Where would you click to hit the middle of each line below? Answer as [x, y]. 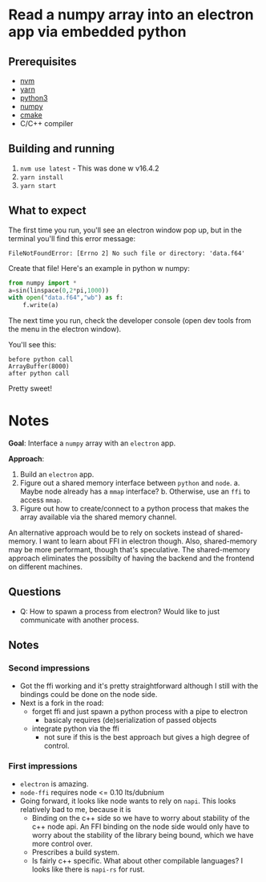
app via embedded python [97, 32]
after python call [39, 374]
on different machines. [45, 567]
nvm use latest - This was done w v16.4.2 [89, 168]
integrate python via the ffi [76, 728]
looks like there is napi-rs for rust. [88, 869]
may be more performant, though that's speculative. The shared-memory [129, 550]
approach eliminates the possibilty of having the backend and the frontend [131, 558]
